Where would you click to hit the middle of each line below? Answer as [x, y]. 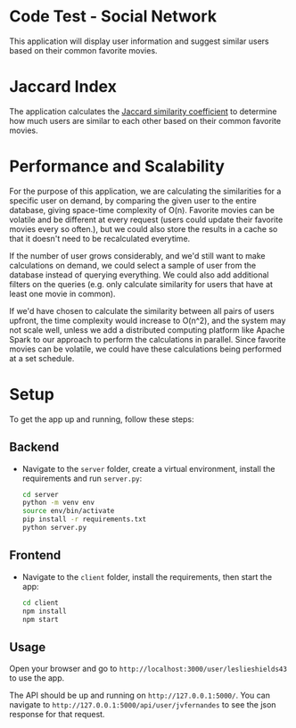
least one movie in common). [62, 294]
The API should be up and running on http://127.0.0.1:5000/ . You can [140, 695]
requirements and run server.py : [82, 478]
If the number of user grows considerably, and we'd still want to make [137, 255]
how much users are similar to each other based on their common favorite [145, 120]
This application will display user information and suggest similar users [139, 41]
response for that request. [57, 715]
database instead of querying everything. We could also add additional [139, 275]
